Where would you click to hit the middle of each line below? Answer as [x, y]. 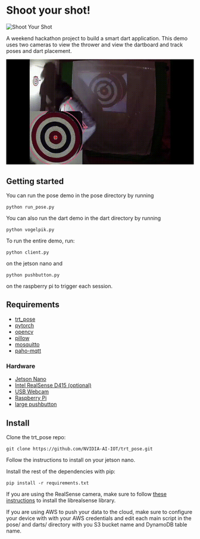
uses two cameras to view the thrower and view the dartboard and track [95, 45]
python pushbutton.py [33, 275]
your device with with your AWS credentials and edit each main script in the [99, 518]
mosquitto [27, 344]
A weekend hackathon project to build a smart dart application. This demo [97, 38]
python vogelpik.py [30, 230]
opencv [24, 332]
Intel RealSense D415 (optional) [53, 385]
